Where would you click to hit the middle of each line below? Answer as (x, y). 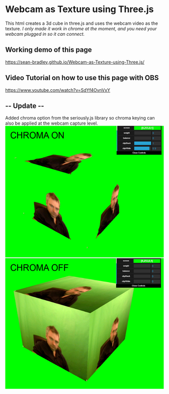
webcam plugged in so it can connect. (45, 34)
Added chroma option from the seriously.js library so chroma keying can (80, 118)
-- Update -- (25, 106)
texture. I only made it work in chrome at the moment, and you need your (81, 28)
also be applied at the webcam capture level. (52, 123)
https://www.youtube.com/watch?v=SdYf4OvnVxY (58, 90)
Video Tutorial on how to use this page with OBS (82, 78)
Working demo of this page (49, 50)
